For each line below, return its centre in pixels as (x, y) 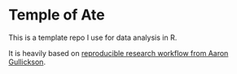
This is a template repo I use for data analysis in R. (93, 37)
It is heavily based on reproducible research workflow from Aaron (118, 53)
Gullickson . (27, 62)
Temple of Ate (57, 15)
